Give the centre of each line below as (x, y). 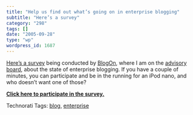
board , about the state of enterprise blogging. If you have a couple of (93, 69)
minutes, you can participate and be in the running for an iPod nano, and (97, 76)
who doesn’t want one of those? (46, 82)
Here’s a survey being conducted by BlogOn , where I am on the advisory (97, 63)
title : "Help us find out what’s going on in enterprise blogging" (93, 12)
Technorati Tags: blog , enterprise (48, 105)
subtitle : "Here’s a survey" (43, 18)
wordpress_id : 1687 (31, 46)
